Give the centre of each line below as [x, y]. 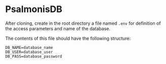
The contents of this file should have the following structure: [68, 38]
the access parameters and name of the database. [58, 28]
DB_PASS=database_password [34, 56]
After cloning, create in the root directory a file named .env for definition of [83, 23]
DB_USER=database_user [29, 52]
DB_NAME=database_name [29, 47]
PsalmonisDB [34, 9]
